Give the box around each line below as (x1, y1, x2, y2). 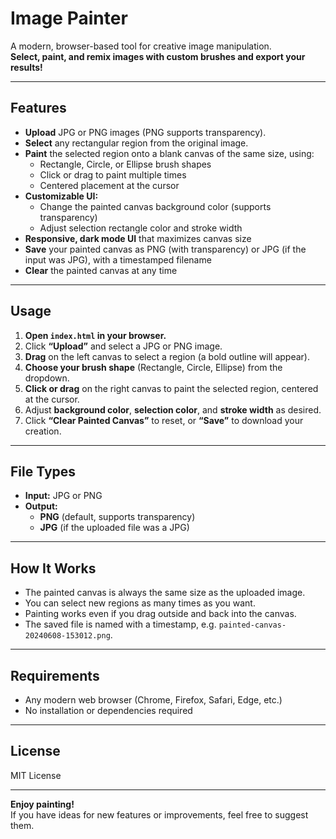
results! (10, 61, 43, 73)
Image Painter (10, 7, 128, 30)
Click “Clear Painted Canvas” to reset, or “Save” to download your (24, 414, 304, 426)
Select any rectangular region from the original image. (24, 137, 249, 149)
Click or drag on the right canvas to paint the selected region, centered (24, 382, 319, 394)
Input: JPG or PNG (24, 490, 103, 502)
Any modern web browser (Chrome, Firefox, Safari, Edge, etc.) (24, 694, 283, 706)
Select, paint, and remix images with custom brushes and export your (10, 50, 306, 62)
